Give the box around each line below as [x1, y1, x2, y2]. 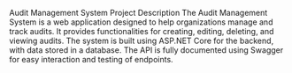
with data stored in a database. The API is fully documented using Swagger [9, 45, 284, 55]
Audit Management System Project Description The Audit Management [9, 8, 268, 18]
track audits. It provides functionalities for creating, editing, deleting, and [9, 26, 274, 36]
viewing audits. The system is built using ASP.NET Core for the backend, [9, 35, 274, 46]
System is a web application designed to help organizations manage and [9, 17, 273, 27]
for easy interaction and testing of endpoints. [9, 55, 174, 64]
